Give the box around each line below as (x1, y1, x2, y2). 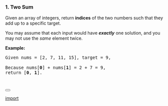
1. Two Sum (5, 4, 34, 11)
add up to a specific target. (5, 20, 61, 26)
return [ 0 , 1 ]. (5, 70, 43, 76)
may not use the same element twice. (5, 35, 83, 41)
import (5, 95, 19, 101)
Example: (5, 45, 26, 51)
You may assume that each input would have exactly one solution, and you (5, 30, 160, 36)
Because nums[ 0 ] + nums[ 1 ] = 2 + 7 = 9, (5, 65, 106, 71)
